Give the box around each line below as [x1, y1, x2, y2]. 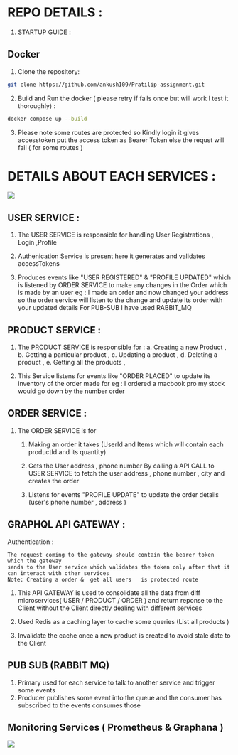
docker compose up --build [7, 115, 87, 122]
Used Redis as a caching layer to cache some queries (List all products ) [17, 617, 229, 626]
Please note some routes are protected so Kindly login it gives [17, 128, 200, 136]
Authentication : [7, 537, 54, 546]
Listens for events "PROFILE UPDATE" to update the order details [28, 490, 219, 498]
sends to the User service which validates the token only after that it [7, 563, 231, 571]
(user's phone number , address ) [28, 498, 126, 506]
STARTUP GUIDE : [17, 28, 71, 36]
